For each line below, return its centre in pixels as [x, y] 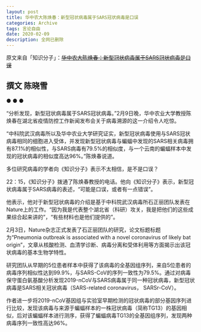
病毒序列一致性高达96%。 [38, 323]
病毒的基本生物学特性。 [40, 252]
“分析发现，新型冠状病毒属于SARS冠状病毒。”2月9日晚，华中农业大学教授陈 [99, 113]
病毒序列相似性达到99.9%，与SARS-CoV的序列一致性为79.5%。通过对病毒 [99, 272]
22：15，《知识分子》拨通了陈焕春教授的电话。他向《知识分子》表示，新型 [97, 182]
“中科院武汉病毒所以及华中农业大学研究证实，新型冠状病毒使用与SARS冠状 [98, 134]
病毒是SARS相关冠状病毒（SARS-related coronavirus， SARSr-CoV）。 [93, 287]
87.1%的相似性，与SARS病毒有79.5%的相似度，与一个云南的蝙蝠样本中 [99, 149]
